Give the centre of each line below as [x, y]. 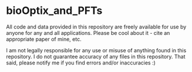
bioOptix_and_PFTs [54, 11]
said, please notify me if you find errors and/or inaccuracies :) [81, 63]
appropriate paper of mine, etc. [44, 39]
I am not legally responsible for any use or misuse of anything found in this [96, 50]
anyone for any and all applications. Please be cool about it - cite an [88, 33]
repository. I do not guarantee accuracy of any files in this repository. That [96, 56]
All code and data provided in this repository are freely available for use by [96, 27]
